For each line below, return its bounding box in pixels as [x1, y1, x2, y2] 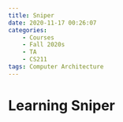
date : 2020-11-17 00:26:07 [8, 19, 97, 27]
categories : [8, 26, 47, 34]
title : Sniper [8, 11, 55, 20]
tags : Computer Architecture [8, 63, 104, 71]
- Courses [22, 33, 55, 42]
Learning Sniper [8, 96, 116, 114]
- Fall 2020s [22, 41, 65, 49]
